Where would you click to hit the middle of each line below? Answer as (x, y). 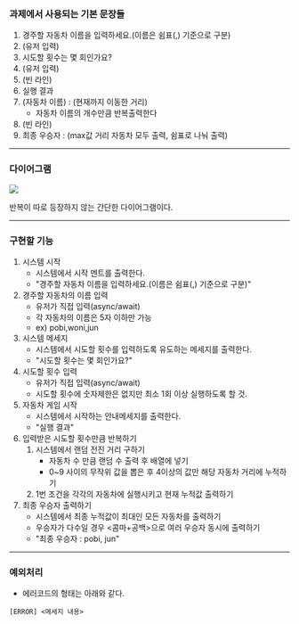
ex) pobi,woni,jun (67, 327)
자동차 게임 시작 (49, 405)
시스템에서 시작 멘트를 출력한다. (90, 273)
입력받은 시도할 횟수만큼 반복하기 (79, 438)
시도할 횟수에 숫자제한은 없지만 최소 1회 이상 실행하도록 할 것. (141, 393)
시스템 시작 (41, 261)
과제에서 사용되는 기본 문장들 (67, 13)
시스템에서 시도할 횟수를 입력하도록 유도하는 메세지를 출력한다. (143, 349)
